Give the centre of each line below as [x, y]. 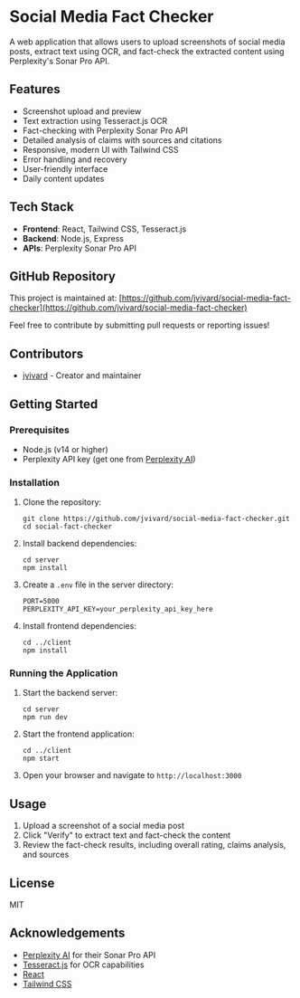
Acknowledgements [67, 933]
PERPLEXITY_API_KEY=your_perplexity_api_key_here [118, 609]
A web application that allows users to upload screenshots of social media [147, 42]
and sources [46, 855]
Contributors [47, 353]
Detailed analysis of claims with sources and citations [122, 140]
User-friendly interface [65, 168]
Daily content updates [63, 178]
